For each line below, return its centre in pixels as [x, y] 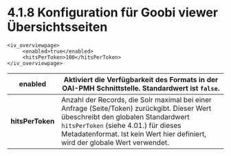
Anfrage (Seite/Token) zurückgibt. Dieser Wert [136, 108]
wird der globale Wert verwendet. [115, 142]
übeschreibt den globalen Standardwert [125, 116]
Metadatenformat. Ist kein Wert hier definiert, [134, 133]
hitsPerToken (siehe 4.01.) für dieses [121, 125]
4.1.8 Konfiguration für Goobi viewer [113, 13]
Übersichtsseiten [57, 27]
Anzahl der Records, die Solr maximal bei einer [136, 99]
